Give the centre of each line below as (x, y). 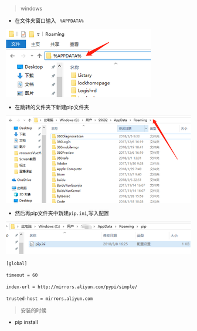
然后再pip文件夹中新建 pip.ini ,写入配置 (62, 213)
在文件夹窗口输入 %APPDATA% (49, 21)
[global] (17, 264)
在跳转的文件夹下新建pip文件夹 (52, 107)
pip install (26, 322)
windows (31, 9)
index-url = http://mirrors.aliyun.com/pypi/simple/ (72, 287)
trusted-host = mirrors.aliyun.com (50, 299)
